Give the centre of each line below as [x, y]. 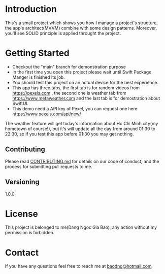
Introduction [31, 9]
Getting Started [37, 53]
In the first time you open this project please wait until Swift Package [82, 72]
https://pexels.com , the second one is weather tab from [69, 93]
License [22, 214]
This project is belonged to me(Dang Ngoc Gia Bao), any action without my [81, 227]
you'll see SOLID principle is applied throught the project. [63, 33]
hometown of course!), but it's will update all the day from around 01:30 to [80, 129]
